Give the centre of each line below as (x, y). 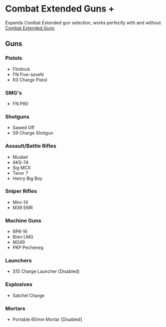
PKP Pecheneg (28, 248)
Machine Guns (23, 221)
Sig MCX (22, 168)
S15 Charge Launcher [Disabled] (46, 271)
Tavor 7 (20, 173)
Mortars (15, 308)
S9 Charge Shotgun (33, 133)
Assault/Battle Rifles (31, 146)
